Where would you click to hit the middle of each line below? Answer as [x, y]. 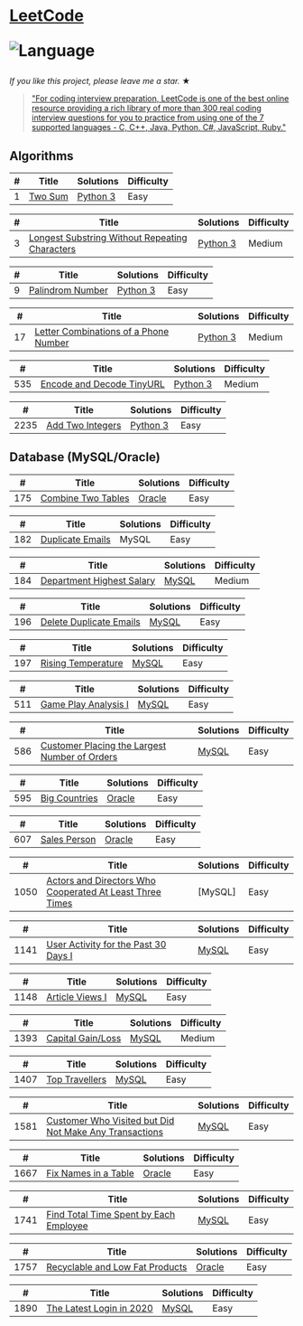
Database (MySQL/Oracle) [85, 457]
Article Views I [77, 997]
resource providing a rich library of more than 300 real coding [146, 108]
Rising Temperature [82, 663]
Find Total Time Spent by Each [111, 1214]
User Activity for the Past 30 [106, 944]
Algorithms [41, 156]
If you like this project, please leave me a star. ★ [100, 81]
